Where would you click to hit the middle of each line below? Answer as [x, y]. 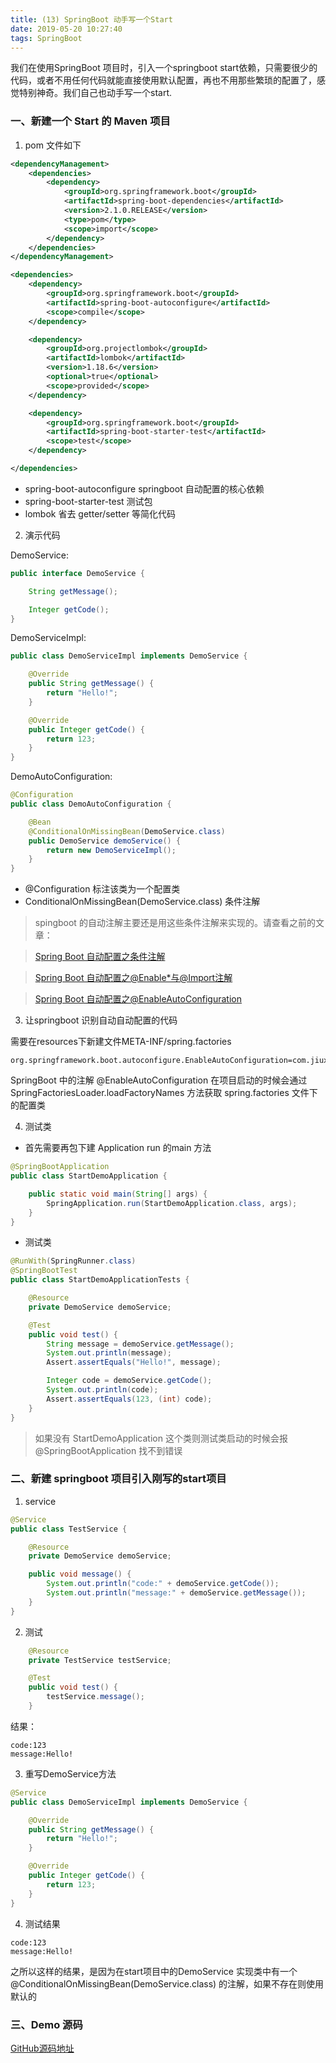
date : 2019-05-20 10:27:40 [66, 29]
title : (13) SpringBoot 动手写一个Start [91, 19]
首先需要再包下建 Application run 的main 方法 [118, 1148]
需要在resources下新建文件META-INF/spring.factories [121, 1042]
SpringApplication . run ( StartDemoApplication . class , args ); [172, 1203]
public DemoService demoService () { [105, 841]
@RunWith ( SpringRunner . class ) [73, 1261]
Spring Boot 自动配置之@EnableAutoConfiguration [138, 999]
